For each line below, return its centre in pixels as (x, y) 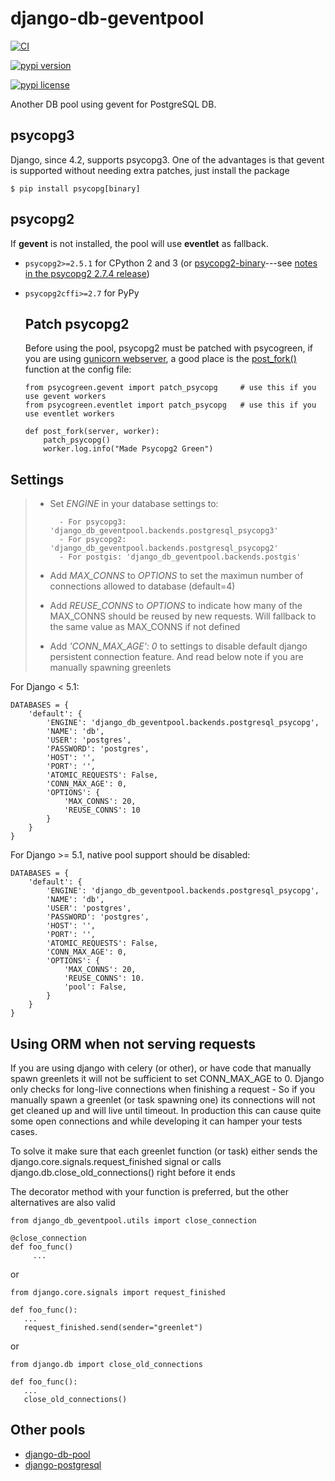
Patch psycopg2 (77, 323)
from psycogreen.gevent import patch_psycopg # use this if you (170, 388)
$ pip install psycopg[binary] (75, 188)
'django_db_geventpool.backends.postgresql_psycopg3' (164, 531)
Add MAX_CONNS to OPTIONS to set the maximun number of (176, 576)
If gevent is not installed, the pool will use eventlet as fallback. (139, 243)
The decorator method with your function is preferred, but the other (149, 1191)
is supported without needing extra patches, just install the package (150, 170)
